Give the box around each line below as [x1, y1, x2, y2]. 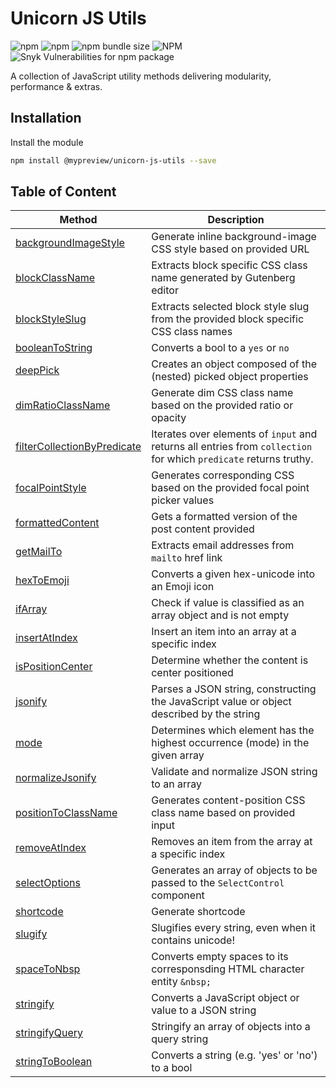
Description [207, 213, 265, 227]
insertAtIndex [15, 631, 78, 645]
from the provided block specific [151, 312, 305, 326]
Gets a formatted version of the [151, 510, 298, 524]
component [151, 888, 205, 902]
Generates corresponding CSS [151, 468, 295, 482]
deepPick [15, 363, 60, 377]
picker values [151, 493, 215, 507]
